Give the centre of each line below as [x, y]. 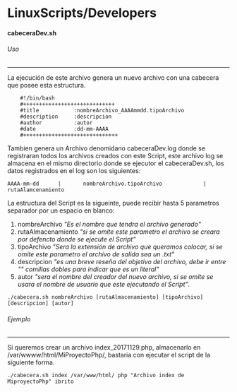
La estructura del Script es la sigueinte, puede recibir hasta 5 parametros [114, 203]
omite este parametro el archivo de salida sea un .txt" [96, 254]
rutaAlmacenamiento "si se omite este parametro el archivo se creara [119, 232]
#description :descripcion [66, 117]
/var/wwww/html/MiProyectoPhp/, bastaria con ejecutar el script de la [109, 355]
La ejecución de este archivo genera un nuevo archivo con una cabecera [113, 77]
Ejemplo [19, 319]
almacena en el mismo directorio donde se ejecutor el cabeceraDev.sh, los [116, 163]
